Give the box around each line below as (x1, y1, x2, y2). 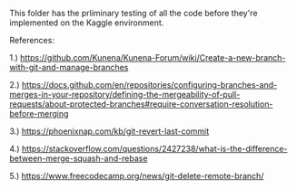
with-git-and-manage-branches (9, 62, 129, 72)
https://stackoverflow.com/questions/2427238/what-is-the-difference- (21, 144, 288, 154)
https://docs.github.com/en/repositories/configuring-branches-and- (21, 80, 278, 90)
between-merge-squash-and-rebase (9, 153, 148, 164)
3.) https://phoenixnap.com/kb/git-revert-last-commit (9, 126, 210, 137)
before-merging (9, 109, 69, 119)
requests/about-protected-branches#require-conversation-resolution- (9, 99, 273, 109)
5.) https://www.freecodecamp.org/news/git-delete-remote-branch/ (9, 171, 264, 181)
